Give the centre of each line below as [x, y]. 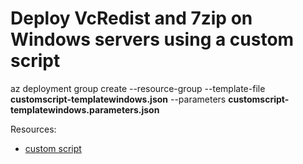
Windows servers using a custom [152, 39]
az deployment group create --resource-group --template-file [138, 88]
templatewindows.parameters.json [85, 109]
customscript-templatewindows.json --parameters [118, 99]
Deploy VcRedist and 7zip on [131, 18]
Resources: [33, 129]
